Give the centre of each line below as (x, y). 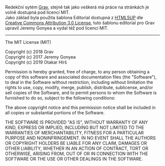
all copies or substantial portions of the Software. (55, 113)
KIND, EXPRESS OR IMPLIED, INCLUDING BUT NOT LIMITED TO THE (75, 127)
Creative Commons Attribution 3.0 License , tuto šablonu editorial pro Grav (80, 23)
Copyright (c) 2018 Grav (29, 52)
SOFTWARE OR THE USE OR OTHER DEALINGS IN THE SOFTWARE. (74, 159)
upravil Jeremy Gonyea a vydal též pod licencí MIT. (57, 28)
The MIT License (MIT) (28, 42)
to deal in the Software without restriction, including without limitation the (79, 82)
